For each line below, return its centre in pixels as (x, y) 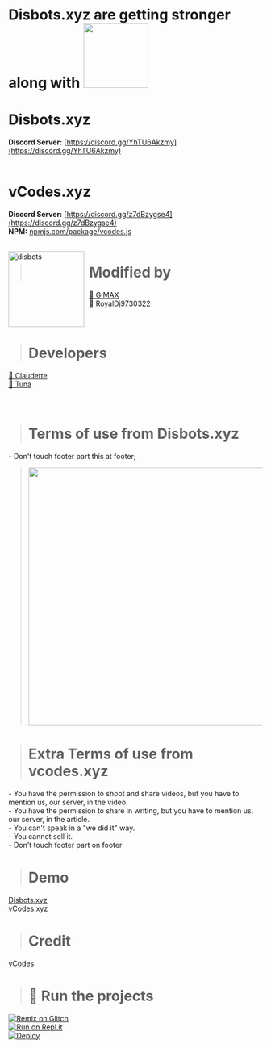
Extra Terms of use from (110, 754)
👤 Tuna (20, 384)
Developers (67, 353)
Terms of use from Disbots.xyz (133, 434)
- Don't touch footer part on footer (65, 845)
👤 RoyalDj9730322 (120, 303)
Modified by (130, 273)
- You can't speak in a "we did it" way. (72, 828)
